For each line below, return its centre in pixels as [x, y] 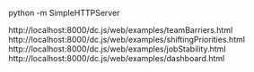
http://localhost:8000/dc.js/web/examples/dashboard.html [117, 58]
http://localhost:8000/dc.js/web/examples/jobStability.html [117, 49]
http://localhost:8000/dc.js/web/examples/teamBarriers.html [121, 30]
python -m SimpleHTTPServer [64, 13]
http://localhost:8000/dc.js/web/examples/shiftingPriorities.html [127, 40]
